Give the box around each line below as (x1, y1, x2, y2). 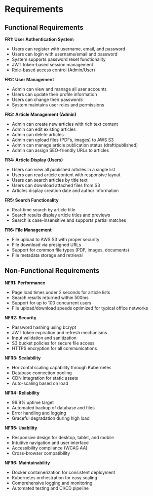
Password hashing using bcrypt (11, 324, 76, 330)
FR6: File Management (4, 227, 52, 233)
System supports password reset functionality (11, 56, 106, 62)
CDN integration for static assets (11, 375, 78, 381)
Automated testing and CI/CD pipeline (11, 485, 89, 491)
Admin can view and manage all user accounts (11, 86, 107, 92)
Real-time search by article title (11, 207, 76, 212)
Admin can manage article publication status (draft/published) (11, 142, 138, 148)
